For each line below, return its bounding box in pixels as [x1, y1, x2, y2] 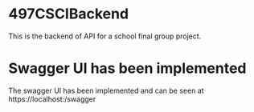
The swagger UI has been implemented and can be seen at [8, 86, 204, 95]
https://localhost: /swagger [8, 94, 96, 104]
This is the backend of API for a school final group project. [8, 31, 202, 41]
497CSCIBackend [8, 5, 129, 23]
